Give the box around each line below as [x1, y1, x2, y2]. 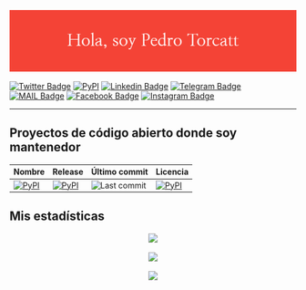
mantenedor [9, 140, 81, 155]
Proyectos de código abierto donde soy [9, 125, 238, 141]
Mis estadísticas [9, 209, 105, 224]
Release [52, 166, 84, 178]
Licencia [156, 166, 189, 178]
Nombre [13, 166, 46, 178]
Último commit [90, 166, 148, 178]
